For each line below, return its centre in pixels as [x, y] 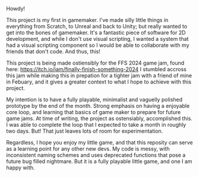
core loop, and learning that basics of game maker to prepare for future [94, 112]
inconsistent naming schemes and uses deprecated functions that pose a [96, 155]
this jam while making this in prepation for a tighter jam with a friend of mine [99, 75]
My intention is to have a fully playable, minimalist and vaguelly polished [94, 99]
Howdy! [16, 9]
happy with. [20, 168]
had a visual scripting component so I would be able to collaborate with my [98, 45]
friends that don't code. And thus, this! [53, 52]
